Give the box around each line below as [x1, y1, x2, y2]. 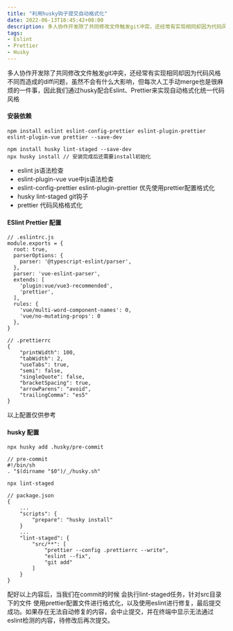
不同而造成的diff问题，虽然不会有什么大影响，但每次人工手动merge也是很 [7, 77, 217, 85]
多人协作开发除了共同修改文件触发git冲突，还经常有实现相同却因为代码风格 [7, 69, 221, 77]
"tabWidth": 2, [19, 355, 64, 363]
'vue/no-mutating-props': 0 [19, 313, 101, 320]
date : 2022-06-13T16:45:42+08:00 [7, 17, 104, 24]
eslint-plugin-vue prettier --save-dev [7, 134, 123, 141]
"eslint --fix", [44, 553, 92, 560]
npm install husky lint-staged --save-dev [7, 146, 132, 153]
